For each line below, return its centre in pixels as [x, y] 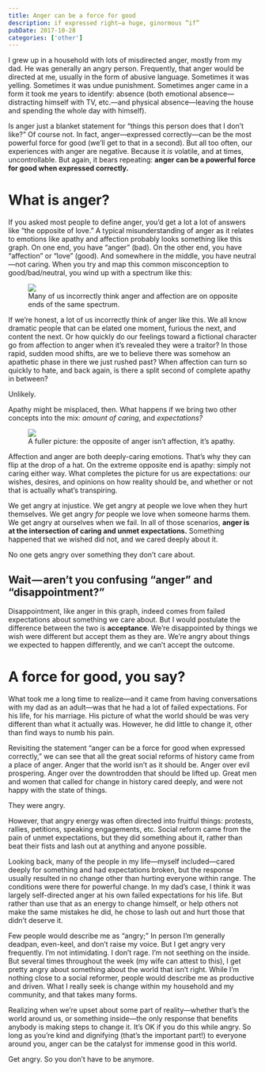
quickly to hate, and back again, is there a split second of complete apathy [129, 370]
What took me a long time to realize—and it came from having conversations [133, 699]
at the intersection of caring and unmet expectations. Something [116, 531]
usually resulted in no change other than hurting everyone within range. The [132, 878]
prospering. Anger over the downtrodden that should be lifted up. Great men [132, 773]
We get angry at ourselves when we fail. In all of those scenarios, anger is [129, 523]
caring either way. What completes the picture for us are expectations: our [129, 473]
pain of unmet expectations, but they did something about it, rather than [125, 837]
